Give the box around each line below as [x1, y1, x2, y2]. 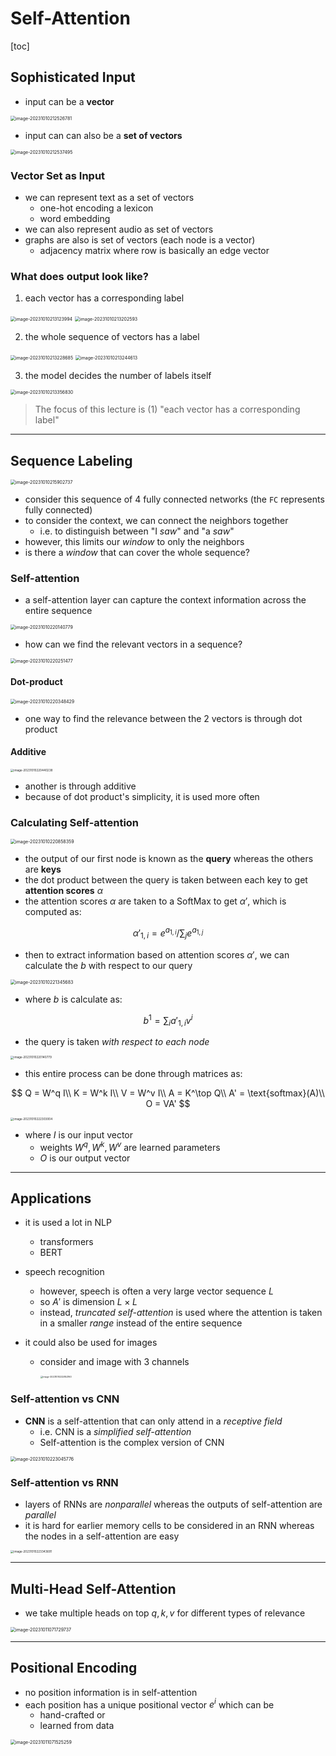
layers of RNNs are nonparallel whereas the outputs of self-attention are [24, 1498, 323, 1510]
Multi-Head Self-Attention [10, 1580, 177, 1597]
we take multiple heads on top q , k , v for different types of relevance [24, 1607, 306, 1619]
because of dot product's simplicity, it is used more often [24, 791, 260, 803]
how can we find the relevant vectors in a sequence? [24, 638, 243, 651]
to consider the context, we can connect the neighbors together [24, 515, 289, 527]
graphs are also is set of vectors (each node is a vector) [24, 234, 256, 246]
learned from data [39, 1720, 115, 1732]
